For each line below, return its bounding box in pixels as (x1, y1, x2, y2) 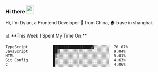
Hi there (5, 8, 25, 15)
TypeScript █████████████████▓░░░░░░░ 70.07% (5, 45, 128, 50)
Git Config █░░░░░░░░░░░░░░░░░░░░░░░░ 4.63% (5, 58, 126, 63)
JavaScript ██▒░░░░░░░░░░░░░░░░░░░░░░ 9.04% (5, 49, 126, 54)
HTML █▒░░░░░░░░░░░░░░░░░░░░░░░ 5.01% (5, 53, 126, 58)
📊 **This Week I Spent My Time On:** (5, 33, 87, 39)
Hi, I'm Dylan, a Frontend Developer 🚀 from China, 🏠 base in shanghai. (5, 20, 153, 26)
